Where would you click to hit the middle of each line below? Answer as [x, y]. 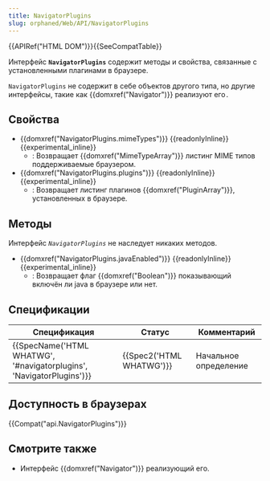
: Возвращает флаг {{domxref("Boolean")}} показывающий [131, 276]
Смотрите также [53, 449]
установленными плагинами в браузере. [78, 70]
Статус [155, 332]
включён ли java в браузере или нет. [95, 284]
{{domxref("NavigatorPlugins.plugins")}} [87, 173]
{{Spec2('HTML [152, 356]
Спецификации [49, 310]
